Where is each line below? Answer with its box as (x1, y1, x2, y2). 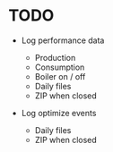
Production (34, 52, 76, 63)
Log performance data (21, 35, 105, 46)
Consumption (34, 62, 85, 72)
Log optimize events (21, 107, 97, 118)
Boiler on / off (34, 71, 86, 81)
